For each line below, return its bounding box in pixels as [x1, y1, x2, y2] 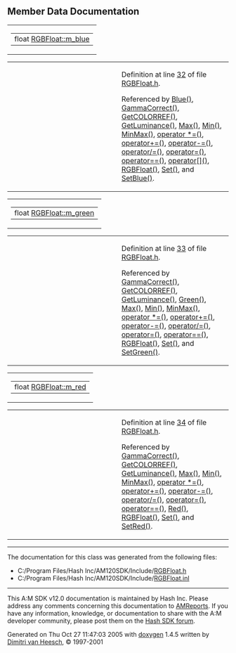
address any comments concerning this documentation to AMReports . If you [7, 601, 228, 610]
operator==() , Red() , [122, 503, 189, 513]
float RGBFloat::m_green [14, 207, 95, 217]
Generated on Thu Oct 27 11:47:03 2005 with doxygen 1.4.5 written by [7, 630, 209, 638]
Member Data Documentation [7, 6, 140, 18]
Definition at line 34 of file [122, 418, 207, 427]
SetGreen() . [122, 347, 160, 357]
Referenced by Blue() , [122, 94, 194, 104]
